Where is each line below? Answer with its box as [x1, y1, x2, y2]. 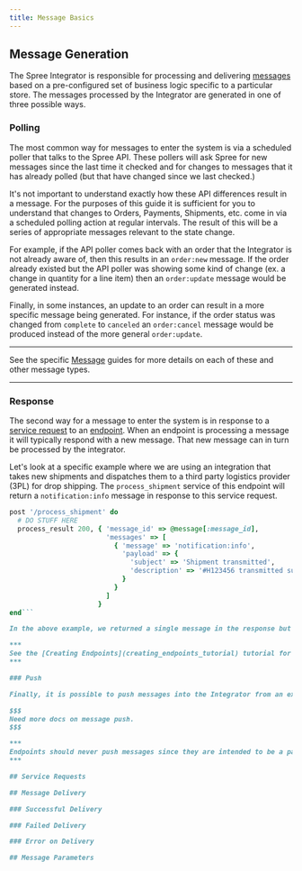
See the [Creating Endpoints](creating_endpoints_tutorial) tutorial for [9, 649, 292, 658]
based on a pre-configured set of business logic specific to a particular [9, 80, 273, 91]
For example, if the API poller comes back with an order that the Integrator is [9, 244, 292, 255]
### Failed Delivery [9, 821, 87, 830]
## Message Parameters [9, 853, 94, 863]
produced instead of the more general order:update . [9, 328, 203, 339]
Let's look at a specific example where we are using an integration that [9, 461, 271, 473]
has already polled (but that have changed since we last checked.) [9, 170, 256, 181]
